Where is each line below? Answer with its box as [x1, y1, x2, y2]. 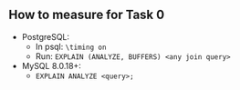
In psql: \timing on [35, 41, 107, 52]
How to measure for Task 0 [8, 7, 165, 23]
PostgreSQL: [21, 31, 70, 42]
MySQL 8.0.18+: [21, 60, 81, 71]
